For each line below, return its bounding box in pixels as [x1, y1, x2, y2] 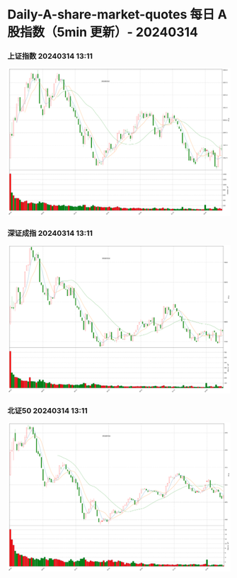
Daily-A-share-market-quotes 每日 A [7, 6, 228, 23]
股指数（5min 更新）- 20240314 [7, 24, 198, 40]
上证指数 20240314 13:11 [7, 51, 93, 61]
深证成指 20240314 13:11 [7, 228, 93, 238]
